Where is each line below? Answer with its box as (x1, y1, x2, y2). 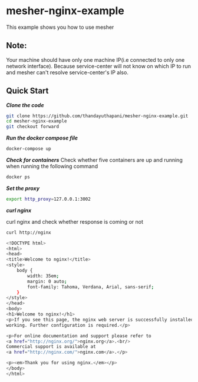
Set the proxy (6, 184, 40, 192)
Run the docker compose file (6, 134, 78, 142)
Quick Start (6, 86, 49, 96)
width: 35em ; (27, 273, 60, 279)
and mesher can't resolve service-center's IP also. (6, 69, 128, 76)
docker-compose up (6, 146, 51, 152)
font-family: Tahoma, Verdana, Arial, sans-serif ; (27, 284, 154, 290)
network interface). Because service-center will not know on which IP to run (6, 62, 192, 69)
